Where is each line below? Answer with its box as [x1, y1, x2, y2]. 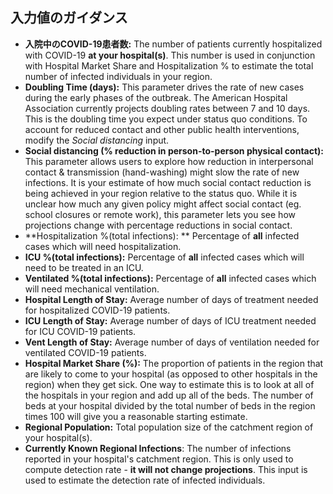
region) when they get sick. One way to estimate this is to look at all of [24, 378, 315, 390]
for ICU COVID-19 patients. [24, 325, 137, 337]
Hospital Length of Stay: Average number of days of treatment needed [24, 293, 319, 305]
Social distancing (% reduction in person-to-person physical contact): [24, 144, 325, 157]
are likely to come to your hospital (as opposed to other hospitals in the [24, 368, 318, 380]
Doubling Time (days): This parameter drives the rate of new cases [24, 81, 305, 93]
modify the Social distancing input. [24, 134, 170, 146]
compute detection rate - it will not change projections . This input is [24, 463, 308, 475]
